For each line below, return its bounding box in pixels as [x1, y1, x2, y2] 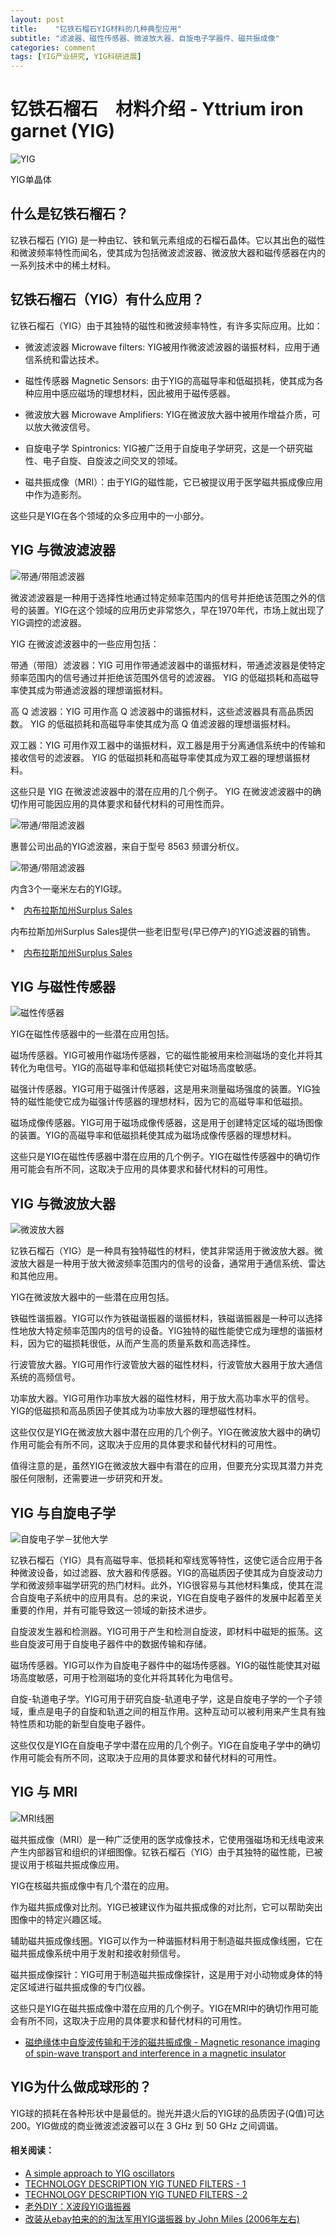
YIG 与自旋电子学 [10, 1504, 116, 1521]
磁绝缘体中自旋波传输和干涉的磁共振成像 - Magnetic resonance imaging [24, 2036, 321, 2048]
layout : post [10, 14, 65, 25]
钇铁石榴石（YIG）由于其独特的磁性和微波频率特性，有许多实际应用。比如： [10, 319, 323, 331]
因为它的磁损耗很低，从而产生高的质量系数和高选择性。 [27, 1337, 256, 1350]
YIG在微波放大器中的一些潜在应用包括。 [10, 1291, 175, 1303]
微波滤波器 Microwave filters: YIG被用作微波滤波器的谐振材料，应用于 [24, 341, 312, 353]
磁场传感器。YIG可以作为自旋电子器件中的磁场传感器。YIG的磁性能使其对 [10, 1659, 312, 1671]
